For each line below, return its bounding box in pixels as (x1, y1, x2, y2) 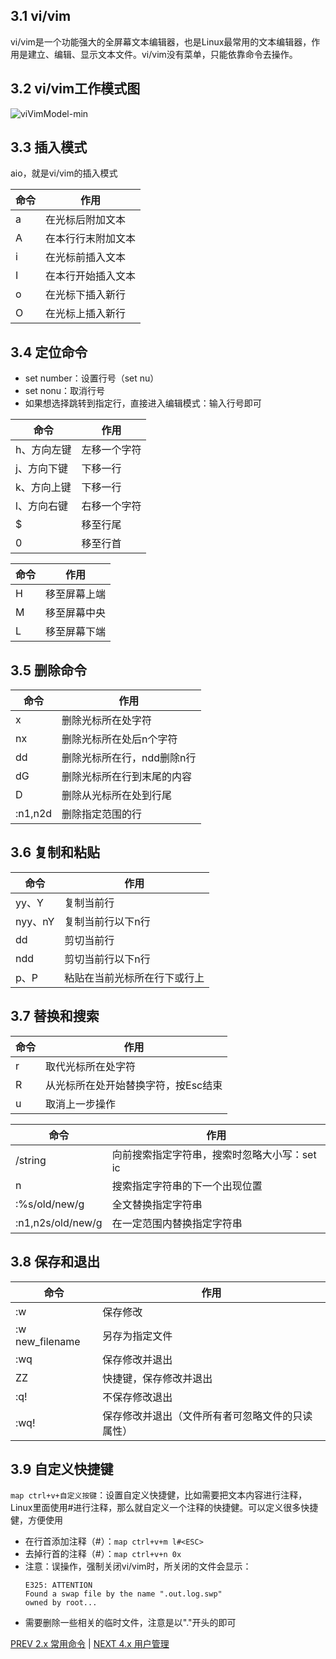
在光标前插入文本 (45, 250, 127, 264)
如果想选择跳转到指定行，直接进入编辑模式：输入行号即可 (24, 397, 262, 409)
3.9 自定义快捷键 (10, 1460, 114, 1478)
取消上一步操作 (45, 1097, 117, 1111)
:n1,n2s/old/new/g (15, 1215, 103, 1229)
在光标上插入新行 (45, 307, 127, 321)
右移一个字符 (81, 499, 142, 513)
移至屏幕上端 (45, 587, 107, 601)
